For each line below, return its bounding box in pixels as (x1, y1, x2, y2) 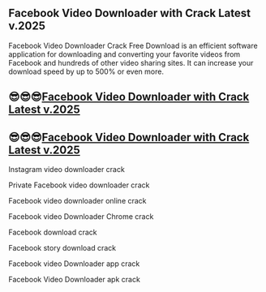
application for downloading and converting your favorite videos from (8, 49, 241, 59)
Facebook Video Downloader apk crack (8, 275, 140, 285)
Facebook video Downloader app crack (8, 259, 140, 268)
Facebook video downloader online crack (8, 196, 148, 206)
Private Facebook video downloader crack (8, 180, 150, 190)
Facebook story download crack (8, 243, 116, 253)
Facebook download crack (8, 227, 97, 238)
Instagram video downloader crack (8, 165, 126, 174)
